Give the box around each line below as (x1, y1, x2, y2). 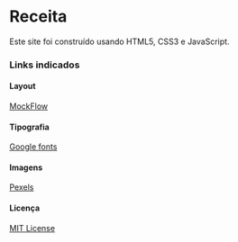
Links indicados (9, 58, 80, 71)
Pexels (9, 182, 34, 193)
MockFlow (9, 101, 48, 112)
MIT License (9, 222, 56, 233)
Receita (9, 6, 68, 27)
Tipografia (9, 121, 50, 132)
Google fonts (9, 141, 58, 152)
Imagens (9, 162, 43, 173)
